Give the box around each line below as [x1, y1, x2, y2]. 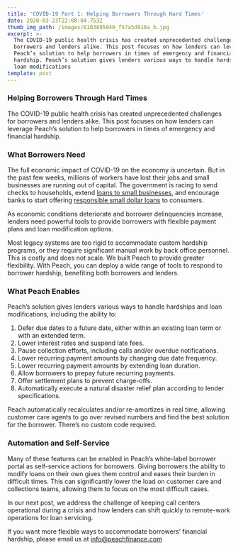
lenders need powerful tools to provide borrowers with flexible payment [7, 217, 217, 226]
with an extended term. [17, 331, 86, 340]
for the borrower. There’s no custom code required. [7, 420, 157, 429]
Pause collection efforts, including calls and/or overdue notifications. [17, 346, 219, 355]
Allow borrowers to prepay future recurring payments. [17, 369, 176, 378]
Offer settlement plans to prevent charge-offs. [17, 377, 152, 385]
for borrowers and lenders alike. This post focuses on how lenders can [7, 116, 214, 125]
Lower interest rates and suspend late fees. [17, 339, 144, 348]
